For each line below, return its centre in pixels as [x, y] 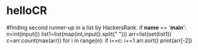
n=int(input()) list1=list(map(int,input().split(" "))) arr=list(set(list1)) [89, 34]
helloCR [27, 11]
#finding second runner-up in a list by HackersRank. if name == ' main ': [97, 27]
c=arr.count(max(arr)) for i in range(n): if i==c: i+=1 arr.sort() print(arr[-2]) [99, 40]
